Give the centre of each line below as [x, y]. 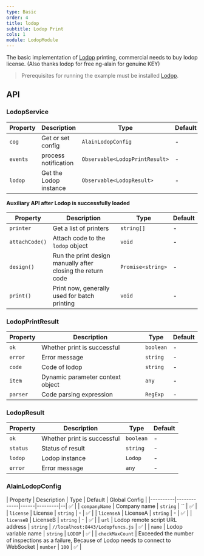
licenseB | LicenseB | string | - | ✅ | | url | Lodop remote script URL [92, 520]
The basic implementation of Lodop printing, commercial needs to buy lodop [102, 57]
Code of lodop [62, 367]
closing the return [78, 271]
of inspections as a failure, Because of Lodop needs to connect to [89, 540]
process [53, 155]
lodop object [70, 245]
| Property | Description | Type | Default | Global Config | [77, 500]
